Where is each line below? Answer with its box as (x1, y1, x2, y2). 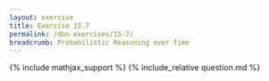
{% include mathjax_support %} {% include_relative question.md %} (9, 62, 261, 73)
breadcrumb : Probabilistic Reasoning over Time (9, 37, 190, 47)
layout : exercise (9, 12, 74, 22)
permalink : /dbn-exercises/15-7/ (9, 29, 134, 38)
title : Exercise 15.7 (9, 21, 90, 30)
